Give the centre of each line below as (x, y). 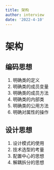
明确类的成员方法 (31, 93)
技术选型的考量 (28, 150)
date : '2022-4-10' (25, 19)
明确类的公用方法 (31, 106)
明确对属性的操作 (31, 112)
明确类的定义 (26, 80)
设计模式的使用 (28, 143)
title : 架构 (17, 10)
